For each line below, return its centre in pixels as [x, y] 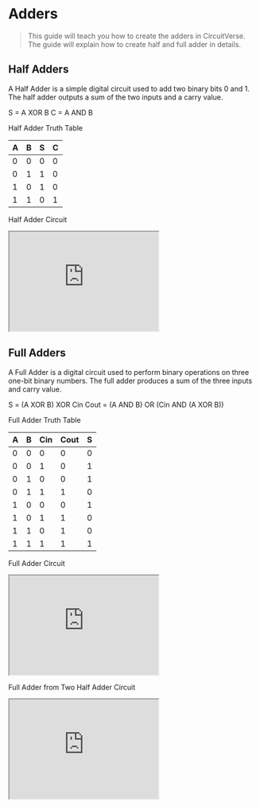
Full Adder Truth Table [45, 420]
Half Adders [39, 70]
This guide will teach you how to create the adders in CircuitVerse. [136, 36]
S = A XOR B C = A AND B [50, 112]
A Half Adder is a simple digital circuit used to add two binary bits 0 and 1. [129, 88]
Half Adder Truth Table [46, 127]
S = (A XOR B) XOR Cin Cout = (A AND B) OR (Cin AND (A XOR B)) [116, 404]
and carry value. [35, 389]
